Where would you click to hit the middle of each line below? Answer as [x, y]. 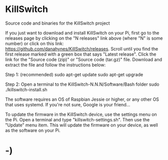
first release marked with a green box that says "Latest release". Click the [81, 54]
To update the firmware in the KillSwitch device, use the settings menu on [81, 114]
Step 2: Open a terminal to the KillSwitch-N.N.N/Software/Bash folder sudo [82, 84]
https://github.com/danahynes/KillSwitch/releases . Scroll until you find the [82, 49]
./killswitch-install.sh [26, 89]
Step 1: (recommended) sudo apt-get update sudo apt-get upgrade [74, 74]
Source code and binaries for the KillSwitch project [57, 23]
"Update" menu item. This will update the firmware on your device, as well [82, 125]
